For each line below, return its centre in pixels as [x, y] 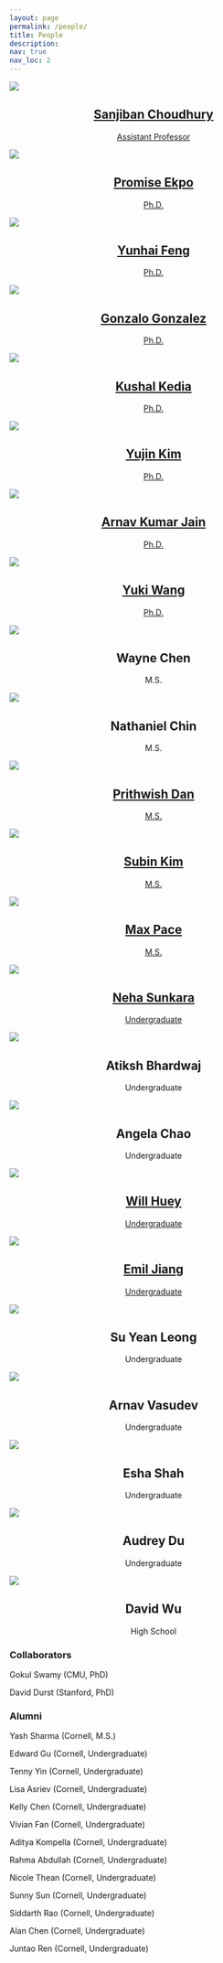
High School [154, 1631]
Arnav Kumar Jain [154, 522]
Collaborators [41, 1655]
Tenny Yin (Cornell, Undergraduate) [76, 1772]
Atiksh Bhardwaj [154, 1065]
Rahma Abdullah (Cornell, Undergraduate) [88, 1860]
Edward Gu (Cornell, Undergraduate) [79, 1754]
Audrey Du [153, 1541]
